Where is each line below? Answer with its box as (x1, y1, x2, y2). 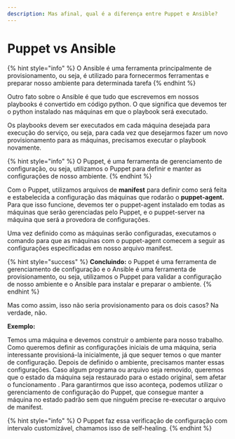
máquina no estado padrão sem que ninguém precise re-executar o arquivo (7, 395, 226, 404)
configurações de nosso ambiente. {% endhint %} (7, 171, 152, 180)
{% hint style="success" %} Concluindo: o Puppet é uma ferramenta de (7, 257, 217, 266)
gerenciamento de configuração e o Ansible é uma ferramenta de (7, 265, 196, 273)
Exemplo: (7, 322, 36, 330)
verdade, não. (7, 308, 48, 317)
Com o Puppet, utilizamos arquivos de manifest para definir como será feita (7, 185, 227, 194)
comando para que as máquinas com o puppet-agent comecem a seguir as (7, 236, 225, 244)
